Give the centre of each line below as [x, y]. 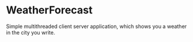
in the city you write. [31, 32]
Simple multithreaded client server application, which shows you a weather [96, 26]
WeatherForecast [49, 10]
